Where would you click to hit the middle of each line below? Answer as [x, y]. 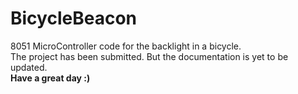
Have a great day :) [50, 78]
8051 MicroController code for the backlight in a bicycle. [126, 46]
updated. [29, 67]
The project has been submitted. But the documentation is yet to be [149, 56]
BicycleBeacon [73, 18]
